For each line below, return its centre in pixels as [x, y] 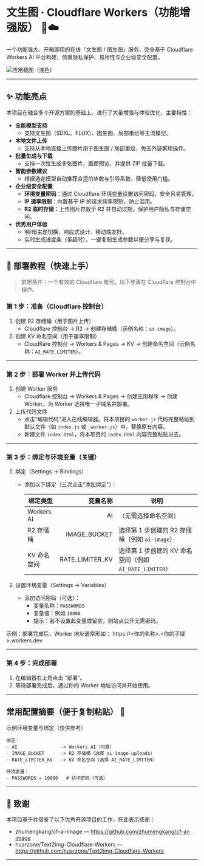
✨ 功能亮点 [27, 97]
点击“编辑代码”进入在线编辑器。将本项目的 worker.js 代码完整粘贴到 [110, 419]
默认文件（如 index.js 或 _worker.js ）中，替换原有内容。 [96, 427]
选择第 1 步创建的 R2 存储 [155, 531]
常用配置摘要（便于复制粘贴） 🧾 [66, 712]
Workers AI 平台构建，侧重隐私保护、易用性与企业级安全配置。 [85, 57]
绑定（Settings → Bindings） [51, 472]
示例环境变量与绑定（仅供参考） [46, 727]
